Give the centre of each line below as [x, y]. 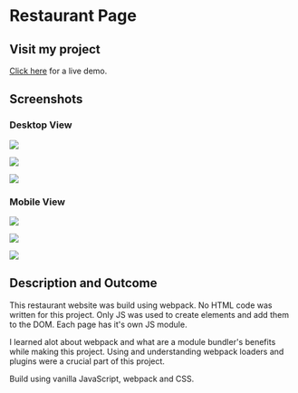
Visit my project [55, 49]
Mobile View [38, 202]
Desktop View [41, 125]
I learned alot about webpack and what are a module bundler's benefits [143, 341]
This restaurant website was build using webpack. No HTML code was [141, 305]
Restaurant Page [73, 16]
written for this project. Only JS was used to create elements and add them [149, 314]
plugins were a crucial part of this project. [87, 361]
